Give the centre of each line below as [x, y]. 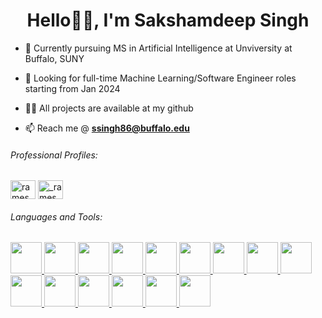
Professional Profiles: [54, 155]
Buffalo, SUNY [54, 58]
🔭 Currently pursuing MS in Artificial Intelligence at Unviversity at [158, 48]
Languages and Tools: [56, 216]
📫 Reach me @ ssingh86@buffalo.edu [107, 128]
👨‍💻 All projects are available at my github [109, 108]
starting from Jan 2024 [72, 88]
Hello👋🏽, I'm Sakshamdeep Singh [168, 20]
